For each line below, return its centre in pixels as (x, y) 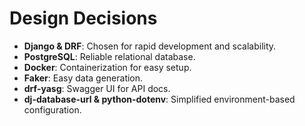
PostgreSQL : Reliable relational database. (109, 56)
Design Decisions (83, 18)
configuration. (52, 109)
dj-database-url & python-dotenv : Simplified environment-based (159, 99)
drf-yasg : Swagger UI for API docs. (97, 88)
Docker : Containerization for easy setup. (107, 67)
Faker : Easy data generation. (83, 78)
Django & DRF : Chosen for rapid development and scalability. (150, 46)
